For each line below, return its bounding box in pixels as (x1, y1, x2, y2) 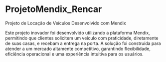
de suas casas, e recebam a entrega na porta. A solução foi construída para (5, 40, 161, 46)
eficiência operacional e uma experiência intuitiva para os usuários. (5, 51, 144, 57)
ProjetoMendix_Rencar (5, 3, 102, 15)
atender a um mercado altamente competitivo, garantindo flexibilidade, (5, 45, 151, 51)
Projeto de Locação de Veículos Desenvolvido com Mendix (5, 20, 126, 26)
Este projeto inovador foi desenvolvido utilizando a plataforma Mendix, (5, 29, 151, 35)
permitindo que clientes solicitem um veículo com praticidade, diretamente (5, 35, 159, 41)
